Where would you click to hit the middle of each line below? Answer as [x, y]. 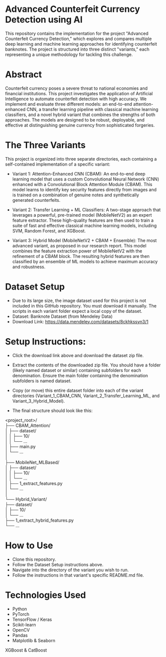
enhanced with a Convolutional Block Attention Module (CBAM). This [82, 184]
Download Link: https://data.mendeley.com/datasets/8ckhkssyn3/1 [80, 321]
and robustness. [29, 267]
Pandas [20, 635]
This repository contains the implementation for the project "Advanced [77, 33]
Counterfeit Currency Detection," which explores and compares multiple [79, 39]
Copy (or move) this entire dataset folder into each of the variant [78, 390]
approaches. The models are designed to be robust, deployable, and [75, 119]
